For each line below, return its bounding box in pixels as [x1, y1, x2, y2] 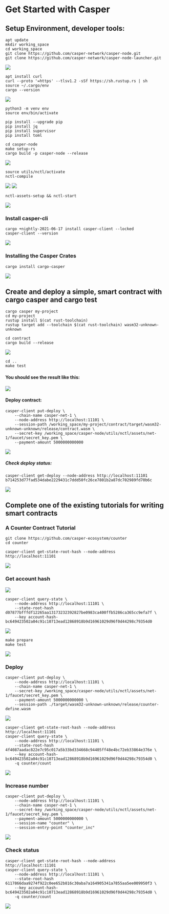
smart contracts [5, 509, 58, 518]
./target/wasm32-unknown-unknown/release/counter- [49, 702, 159, 707]
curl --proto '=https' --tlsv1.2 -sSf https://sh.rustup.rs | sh [5, 78, 147, 83]
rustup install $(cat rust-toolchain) [5, 318, 88, 323]
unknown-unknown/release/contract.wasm [5, 426, 91, 431]
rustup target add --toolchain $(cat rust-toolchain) [5, 323, 123, 328]
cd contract [5, 336, 31, 341]
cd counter [5, 540, 29, 546]
